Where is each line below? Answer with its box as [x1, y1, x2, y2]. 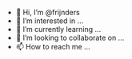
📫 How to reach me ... [15, 42, 90, 51]
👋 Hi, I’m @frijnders [15, 8, 80, 17]
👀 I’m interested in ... [15, 16, 84, 26]
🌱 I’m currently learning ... [15, 25, 102, 33]
